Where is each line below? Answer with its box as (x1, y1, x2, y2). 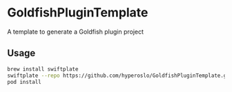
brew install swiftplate (7, 65, 79, 73)
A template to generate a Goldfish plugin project (7, 27, 144, 36)
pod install (7, 78, 41, 85)
